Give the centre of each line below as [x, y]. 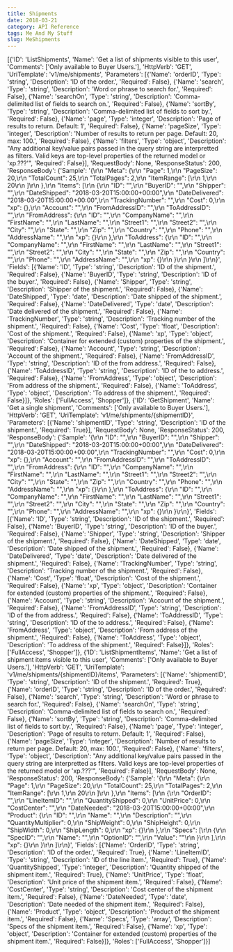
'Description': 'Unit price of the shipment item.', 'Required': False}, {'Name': [115, 882]
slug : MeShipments [34, 40]
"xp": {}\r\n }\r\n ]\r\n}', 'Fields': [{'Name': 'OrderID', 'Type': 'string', [104, 845]
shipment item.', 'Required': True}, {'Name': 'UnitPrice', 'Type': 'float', [106, 875]
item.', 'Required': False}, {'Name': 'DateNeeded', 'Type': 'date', [97, 897]
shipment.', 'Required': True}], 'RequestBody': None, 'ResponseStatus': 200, [116, 430]
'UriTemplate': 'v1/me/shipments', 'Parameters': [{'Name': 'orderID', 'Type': [114, 75]
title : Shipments [32, 14]
